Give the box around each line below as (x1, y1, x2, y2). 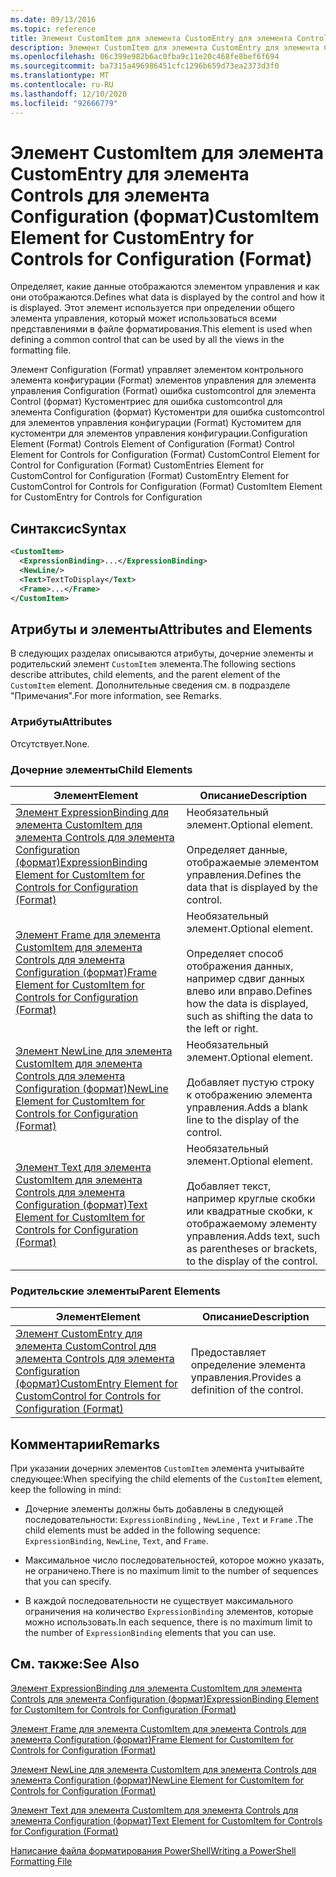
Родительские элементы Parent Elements (10, 1284, 221, 1298)
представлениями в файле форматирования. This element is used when (10, 323, 313, 335)
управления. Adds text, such (186, 1229, 321, 1243)
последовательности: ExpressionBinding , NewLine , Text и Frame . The (24, 1514, 314, 1526)
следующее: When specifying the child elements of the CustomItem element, (10, 1473, 323, 1485)
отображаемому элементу (186, 1216, 318, 1230)
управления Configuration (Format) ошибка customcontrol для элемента (10, 385, 317, 397)
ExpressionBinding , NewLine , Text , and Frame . (24, 1535, 209, 1547)
